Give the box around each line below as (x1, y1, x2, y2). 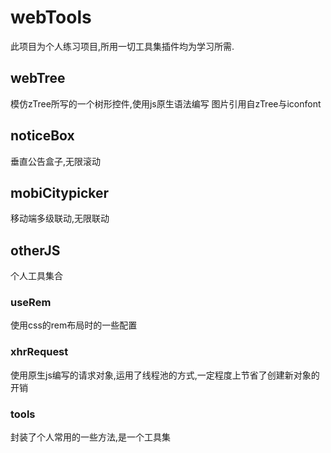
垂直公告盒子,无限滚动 (10, 155, 102, 167)
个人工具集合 (10, 270, 63, 282)
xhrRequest (10, 345, 69, 359)
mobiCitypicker (10, 184, 110, 201)
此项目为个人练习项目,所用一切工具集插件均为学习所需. (10, 40, 235, 52)
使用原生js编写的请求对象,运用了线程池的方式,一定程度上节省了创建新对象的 (10, 369, 320, 381)
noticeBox (10, 127, 75, 145)
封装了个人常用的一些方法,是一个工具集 (10, 431, 172, 443)
